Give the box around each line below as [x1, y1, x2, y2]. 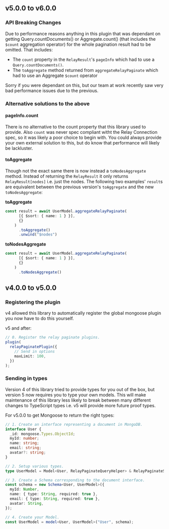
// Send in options [14, 349, 55, 354]
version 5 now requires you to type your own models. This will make [5, 392, 146, 398]
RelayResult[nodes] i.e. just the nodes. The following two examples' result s [5, 179, 163, 185]
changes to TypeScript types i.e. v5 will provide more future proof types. [5, 402, 156, 408]
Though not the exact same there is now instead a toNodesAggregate [5, 168, 146, 174]
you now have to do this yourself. [5, 316, 74, 322]
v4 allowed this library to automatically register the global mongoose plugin [5, 310, 161, 316]
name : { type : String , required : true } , [10, 492, 98, 497]
